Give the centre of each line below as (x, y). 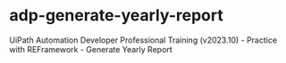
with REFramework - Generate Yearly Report (91, 49)
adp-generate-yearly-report (116, 16)
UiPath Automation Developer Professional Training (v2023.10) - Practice (143, 40)
